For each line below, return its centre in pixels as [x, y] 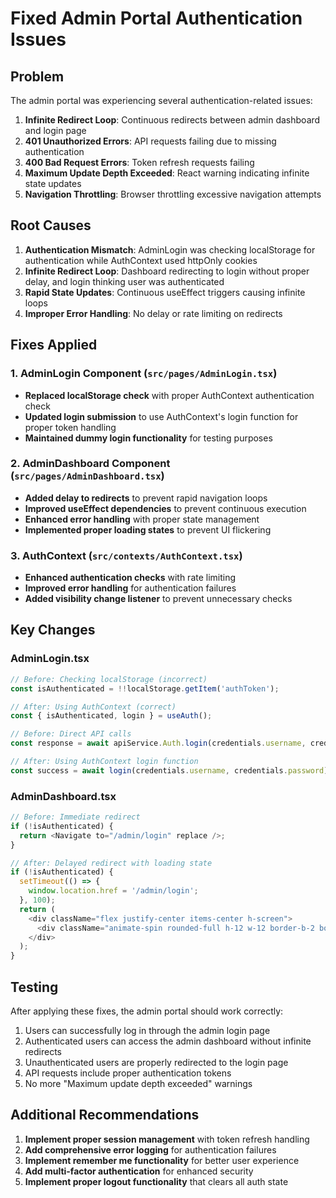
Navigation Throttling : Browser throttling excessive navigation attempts [173, 194]
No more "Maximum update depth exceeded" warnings [138, 1084]
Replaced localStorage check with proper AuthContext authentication [169, 395]
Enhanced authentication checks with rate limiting [130, 578]
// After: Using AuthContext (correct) [93, 707]
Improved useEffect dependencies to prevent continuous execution [165, 508]
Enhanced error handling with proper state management [142, 519]
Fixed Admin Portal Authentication [156, 18]
